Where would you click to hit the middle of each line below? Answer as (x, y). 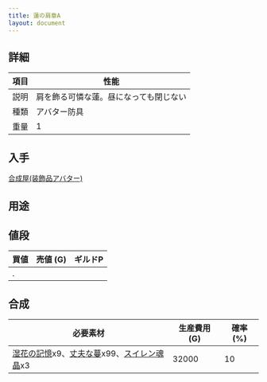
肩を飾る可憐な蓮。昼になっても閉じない (111, 97)
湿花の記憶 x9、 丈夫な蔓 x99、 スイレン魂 (88, 353)
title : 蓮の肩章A (35, 16)
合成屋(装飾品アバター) (46, 178)
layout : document (37, 23)
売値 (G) (51, 259)
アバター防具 (60, 112)
